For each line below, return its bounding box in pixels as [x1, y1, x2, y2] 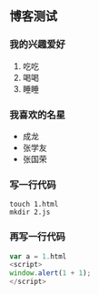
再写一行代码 [9, 230, 66, 243]
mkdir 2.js [9, 208, 51, 217]
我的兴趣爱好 [9, 38, 66, 51]
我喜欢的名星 [9, 108, 66, 121]
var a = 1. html [9, 251, 67, 261]
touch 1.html [9, 199, 59, 209]
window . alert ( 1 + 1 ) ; [9, 269, 92, 278]
